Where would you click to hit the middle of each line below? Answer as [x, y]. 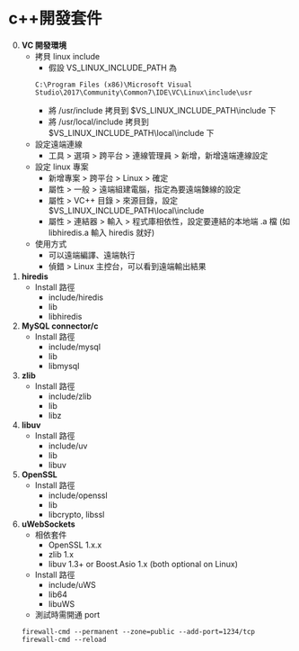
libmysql [64, 366]
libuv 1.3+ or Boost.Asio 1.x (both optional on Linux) [143, 564]
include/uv [68, 446]
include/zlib [70, 396]
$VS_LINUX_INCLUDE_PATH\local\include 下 [131, 132]
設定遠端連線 [58, 144]
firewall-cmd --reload [64, 639]
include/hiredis [76, 297]
